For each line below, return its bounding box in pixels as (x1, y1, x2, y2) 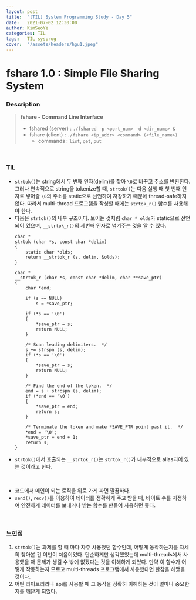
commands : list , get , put (38, 138, 102, 145)
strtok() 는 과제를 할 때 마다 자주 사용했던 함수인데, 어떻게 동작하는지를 (14, 544, 178, 551)
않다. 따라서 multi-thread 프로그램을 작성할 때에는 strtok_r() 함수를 (14, 199, 173, 206)
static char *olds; (25, 249, 73, 255)
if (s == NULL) (25, 295, 63, 301)
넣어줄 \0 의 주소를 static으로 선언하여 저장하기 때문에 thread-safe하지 (25, 192, 187, 199)
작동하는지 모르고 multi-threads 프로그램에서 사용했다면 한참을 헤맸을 (25, 565, 185, 572)
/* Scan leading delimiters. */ (25, 342, 107, 348)
